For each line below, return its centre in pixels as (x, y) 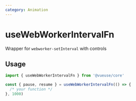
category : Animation (27, 10)
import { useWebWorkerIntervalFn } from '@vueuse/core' (65, 75)
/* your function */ (31, 89)
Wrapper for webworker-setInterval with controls (56, 48)
